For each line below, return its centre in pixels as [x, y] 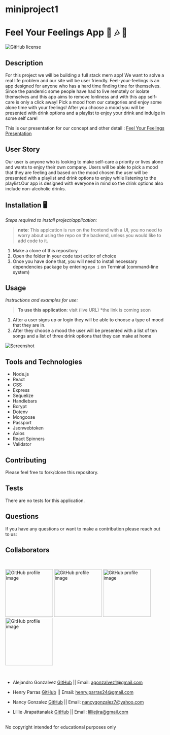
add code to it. [33, 241]
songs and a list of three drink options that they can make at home [82, 336]
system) [21, 272]
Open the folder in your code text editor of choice [64, 256]
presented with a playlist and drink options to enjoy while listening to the [81, 178]
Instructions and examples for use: [42, 300]
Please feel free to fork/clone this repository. [52, 472]
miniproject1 [32, 9]
